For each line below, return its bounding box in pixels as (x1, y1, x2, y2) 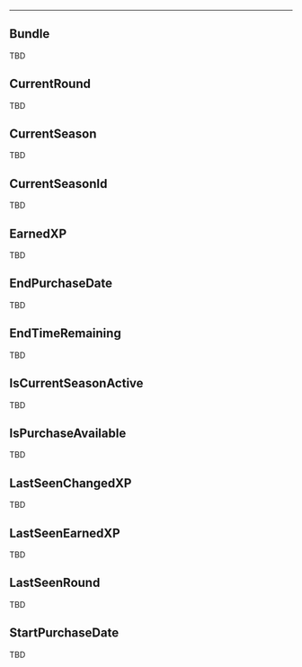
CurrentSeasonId (9, 176, 108, 191)
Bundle (9, 26, 50, 41)
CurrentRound (9, 76, 92, 92)
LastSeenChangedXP (9, 476, 132, 491)
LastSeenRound (9, 575, 101, 591)
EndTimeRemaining (9, 325, 121, 342)
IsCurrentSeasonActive (9, 376, 144, 391)
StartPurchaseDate (9, 626, 120, 641)
